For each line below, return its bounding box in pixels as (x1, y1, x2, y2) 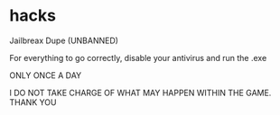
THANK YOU (9, 96, 57, 108)
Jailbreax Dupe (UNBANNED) (9, 35, 119, 46)
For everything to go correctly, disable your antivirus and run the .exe (9, 52, 267, 63)
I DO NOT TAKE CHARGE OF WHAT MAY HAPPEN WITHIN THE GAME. (9, 87, 272, 98)
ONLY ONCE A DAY (9, 69, 82, 81)
